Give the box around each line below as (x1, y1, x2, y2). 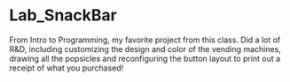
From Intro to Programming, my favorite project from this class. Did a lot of (9, 34, 281, 45)
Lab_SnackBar (9, 5, 117, 26)
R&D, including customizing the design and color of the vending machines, (9, 43, 281, 54)
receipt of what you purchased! (9, 63, 124, 73)
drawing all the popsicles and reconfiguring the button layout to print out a (9, 53, 281, 63)
